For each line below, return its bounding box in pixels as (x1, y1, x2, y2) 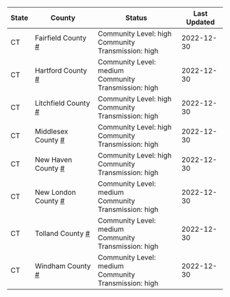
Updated (186, 17, 215, 27)
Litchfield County (34, 99, 90, 108)
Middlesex (34, 127, 68, 136)
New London (34, 188, 77, 197)
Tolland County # (34, 229, 90, 238)
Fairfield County (34, 34, 87, 43)
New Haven (34, 155, 73, 164)
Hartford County (34, 66, 88, 75)
